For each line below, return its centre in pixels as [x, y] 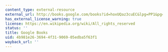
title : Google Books [27, 33]
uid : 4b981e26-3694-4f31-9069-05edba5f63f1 [51, 38]
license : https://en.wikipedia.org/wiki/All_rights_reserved [70, 24]
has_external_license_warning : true [43, 19]
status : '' [16, 28]
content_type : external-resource [40, 10]
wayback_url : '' [22, 42]
